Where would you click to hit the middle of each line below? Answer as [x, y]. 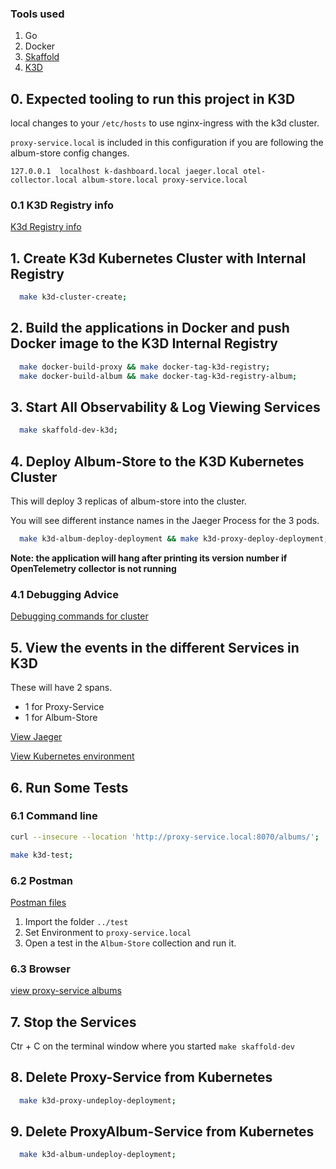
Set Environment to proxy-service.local [108, 932]
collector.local [44, 180]
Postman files [38, 902]
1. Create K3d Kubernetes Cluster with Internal [158, 258]
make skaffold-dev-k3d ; [68, 430]
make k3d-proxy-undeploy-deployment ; [98, 1100]
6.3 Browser [41, 969]
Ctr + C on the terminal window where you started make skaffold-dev [152, 1046]
